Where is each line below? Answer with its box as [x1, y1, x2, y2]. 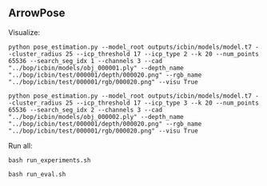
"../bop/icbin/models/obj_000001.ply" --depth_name [8, 64, 184, 72]
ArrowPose [8, 6, 66, 20]
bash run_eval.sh [8, 170, 66, 178]
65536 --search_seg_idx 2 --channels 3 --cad [8, 105, 162, 114]
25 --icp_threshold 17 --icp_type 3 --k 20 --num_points [65, 99, 260, 107]
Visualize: [8, 27, 41, 37]
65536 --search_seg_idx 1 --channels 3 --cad [8, 57, 162, 65]
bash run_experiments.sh [8, 156, 91, 164]
